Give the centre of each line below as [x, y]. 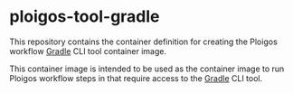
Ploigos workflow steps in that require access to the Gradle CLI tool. [136, 78]
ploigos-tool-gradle [85, 17]
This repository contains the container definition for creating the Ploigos [143, 42]
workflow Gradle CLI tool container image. [88, 51]
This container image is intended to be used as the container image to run [147, 69]
